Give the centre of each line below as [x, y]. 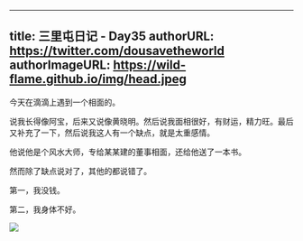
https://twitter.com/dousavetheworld [117, 51]
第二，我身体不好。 [45, 209]
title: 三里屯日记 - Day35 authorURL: [112, 37]
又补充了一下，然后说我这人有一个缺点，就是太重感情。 [112, 133]
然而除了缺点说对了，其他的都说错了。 [80, 171]
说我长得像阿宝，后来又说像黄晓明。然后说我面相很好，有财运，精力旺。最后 [151, 121]
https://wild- [149, 65]
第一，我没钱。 [37, 190]
